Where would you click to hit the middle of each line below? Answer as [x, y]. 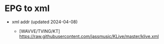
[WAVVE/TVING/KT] [39, 31]
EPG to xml [27, 8]
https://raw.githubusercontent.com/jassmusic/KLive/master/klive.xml [89, 36]
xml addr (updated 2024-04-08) [45, 22]
